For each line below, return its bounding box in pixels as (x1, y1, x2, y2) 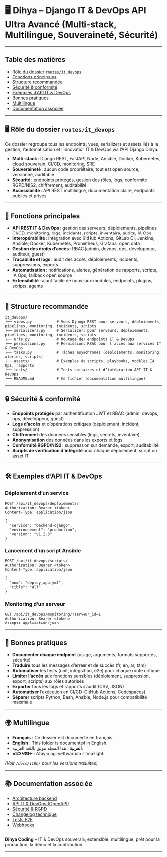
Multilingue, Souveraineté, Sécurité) (5, 29, 158, 41)
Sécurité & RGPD (12, 806, 47, 812)
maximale (12, 700, 32, 705)
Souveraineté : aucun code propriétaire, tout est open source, (12, 166, 140, 172)
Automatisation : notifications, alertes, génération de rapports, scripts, (12, 267, 158, 273)
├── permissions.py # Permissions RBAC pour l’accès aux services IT (5, 341, 162, 346)
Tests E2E (12, 816, 33, 822)
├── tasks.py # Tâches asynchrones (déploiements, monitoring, (5, 350, 162, 355)
